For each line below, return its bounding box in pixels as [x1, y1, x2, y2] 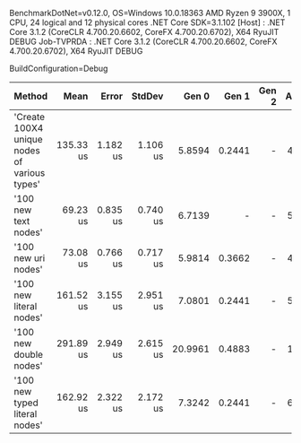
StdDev [131, 90, 164, 102]
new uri [13, 252, 46, 264]
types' [13, 178, 40, 190]
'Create [13, 111, 46, 123]
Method [13, 90, 48, 102]
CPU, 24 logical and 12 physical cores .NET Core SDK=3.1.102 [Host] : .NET [9, 17, 286, 28]
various [13, 167, 46, 178]
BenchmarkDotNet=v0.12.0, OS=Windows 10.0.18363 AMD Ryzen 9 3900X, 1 [9, 8, 291, 18]
